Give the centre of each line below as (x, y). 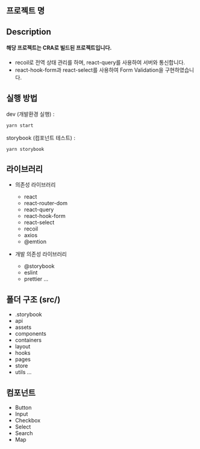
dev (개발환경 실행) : (30, 114)
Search (24, 433)
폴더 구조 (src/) (33, 300)
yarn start (20, 126)
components (30, 334)
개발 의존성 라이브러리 (41, 254)
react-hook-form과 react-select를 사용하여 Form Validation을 (89, 70)
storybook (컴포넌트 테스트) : (41, 138)
